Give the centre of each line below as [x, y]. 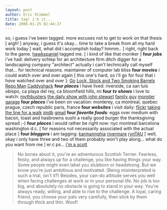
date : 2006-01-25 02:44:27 [33, 24]
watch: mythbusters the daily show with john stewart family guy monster [80, 97]
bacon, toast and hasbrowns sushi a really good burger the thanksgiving [80, 118]
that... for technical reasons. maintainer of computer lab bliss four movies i [82, 70]
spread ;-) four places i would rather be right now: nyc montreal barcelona [82, 123]
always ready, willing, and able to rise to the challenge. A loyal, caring [89, 191]
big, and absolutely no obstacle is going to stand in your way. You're [88, 186]
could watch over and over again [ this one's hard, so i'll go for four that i [80, 75]
